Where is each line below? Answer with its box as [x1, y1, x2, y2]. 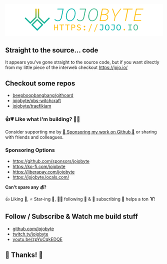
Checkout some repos [5, 79, 75, 87]
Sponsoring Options [5, 146, 55, 153]
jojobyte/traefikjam [12, 103, 51, 109]
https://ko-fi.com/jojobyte [12, 163, 66, 169]
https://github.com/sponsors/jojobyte [12, 158, 90, 164]
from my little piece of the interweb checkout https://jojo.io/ [5, 64, 128, 70]
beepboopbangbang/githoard [12, 92, 73, 98]
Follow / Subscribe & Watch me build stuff [5, 212, 138, 221]
